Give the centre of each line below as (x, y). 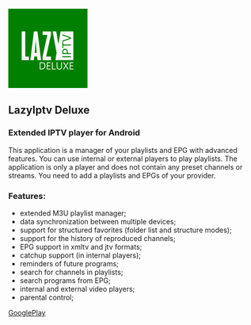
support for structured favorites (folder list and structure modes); (125, 230)
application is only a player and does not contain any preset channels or (125, 166)
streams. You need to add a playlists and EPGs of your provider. (112, 175)
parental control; (46, 297)
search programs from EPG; (65, 280)
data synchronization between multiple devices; (98, 221)
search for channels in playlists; (71, 272)
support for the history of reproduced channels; (97, 238)
